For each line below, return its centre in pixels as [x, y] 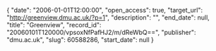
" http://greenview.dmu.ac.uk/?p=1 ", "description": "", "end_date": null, [108, 17]
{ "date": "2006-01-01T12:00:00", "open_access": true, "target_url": [105, 10]
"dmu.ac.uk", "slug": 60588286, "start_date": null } [80, 40]
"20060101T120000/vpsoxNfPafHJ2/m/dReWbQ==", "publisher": [101, 32]
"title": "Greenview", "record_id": [54, 25]
